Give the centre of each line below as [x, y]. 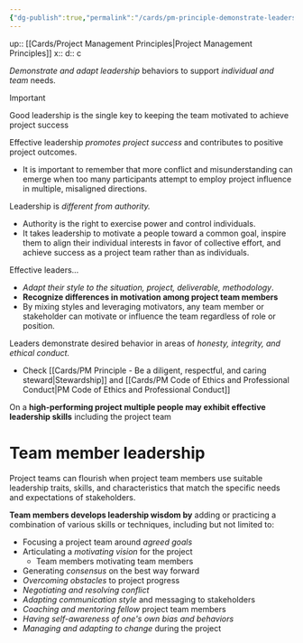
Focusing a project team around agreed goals [107, 542]
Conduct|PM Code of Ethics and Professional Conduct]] [126, 389]
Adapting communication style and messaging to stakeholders [138, 599]
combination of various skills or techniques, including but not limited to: [142, 524]
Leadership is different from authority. [80, 206]
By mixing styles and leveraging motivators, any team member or [143, 306]
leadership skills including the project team [90, 416]
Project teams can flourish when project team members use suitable [136, 478]
